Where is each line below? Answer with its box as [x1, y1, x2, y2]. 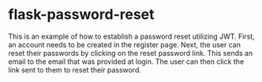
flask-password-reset [8, 6, 155, 24]
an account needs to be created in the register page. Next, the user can [8, 39, 241, 49]
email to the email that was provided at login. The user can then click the [8, 57, 245, 66]
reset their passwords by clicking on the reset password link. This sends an [8, 48, 253, 58]
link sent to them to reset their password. [8, 65, 142, 74]
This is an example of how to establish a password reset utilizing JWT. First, [8, 32, 255, 41]
